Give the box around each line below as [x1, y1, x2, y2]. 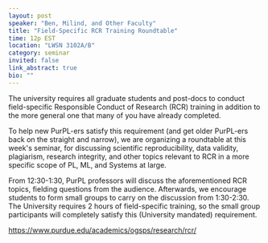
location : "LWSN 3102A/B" [8, 42, 95, 50]
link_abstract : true [8, 64, 78, 72]
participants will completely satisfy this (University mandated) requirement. [8, 209, 258, 219]
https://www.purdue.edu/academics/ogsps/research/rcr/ [8, 225, 197, 235]
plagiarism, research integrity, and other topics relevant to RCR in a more [8, 152, 249, 161]
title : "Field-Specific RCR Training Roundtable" [8, 26, 179, 34]
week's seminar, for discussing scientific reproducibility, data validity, [8, 143, 239, 152]
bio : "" [8, 71, 35, 79]
